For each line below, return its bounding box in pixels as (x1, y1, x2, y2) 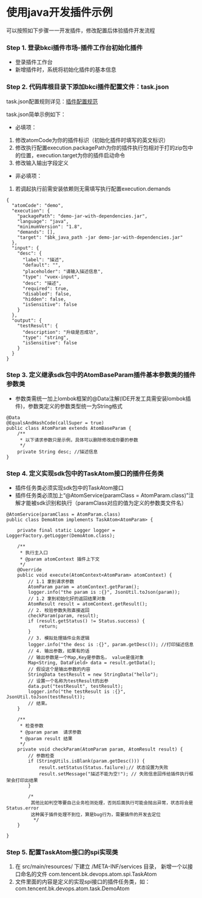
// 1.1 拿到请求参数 (28, 579, 75, 585)
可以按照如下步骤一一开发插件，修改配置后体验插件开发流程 (6, 27, 155, 34)
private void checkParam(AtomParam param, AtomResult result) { (17, 746, 183, 753)
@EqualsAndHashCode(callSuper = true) (6, 420, 104, 426)
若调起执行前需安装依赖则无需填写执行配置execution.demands (15, 185, 171, 192)
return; (38, 624, 59, 630)
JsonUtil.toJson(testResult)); (6, 694, 86, 700)
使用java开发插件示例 (6, 5, 113, 19)
